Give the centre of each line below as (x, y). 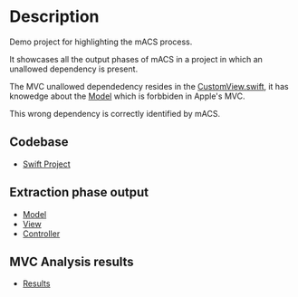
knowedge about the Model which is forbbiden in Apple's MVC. (127, 96)
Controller (41, 234)
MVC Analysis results (72, 261)
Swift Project (46, 164)
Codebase (39, 142)
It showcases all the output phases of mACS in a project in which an (136, 59)
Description (54, 17)
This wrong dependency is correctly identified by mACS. (115, 113)
